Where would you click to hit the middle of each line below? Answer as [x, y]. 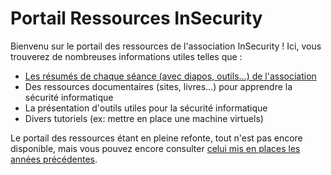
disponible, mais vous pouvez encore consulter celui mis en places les [155, 148]
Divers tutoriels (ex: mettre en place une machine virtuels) [144, 118]
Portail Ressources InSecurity [136, 18]
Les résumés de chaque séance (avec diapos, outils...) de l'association [170, 76]
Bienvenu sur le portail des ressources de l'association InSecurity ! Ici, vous [166, 46]
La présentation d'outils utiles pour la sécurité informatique [146, 108]
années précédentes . [54, 159]
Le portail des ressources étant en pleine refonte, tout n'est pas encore [156, 138]
